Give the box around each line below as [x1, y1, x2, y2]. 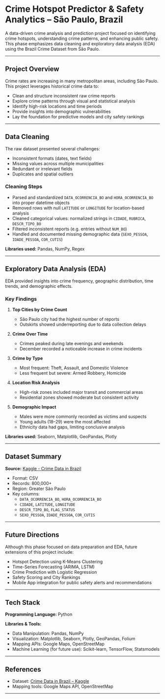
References [5, 665, 41, 673]
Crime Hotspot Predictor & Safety [5, 3, 144, 15]
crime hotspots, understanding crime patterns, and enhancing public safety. [5, 35, 159, 41]
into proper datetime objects [12, 200, 70, 206]
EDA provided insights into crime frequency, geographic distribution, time [5, 278, 154, 284]
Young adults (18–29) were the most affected [19, 419, 110, 424]
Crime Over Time [12, 331, 48, 337]
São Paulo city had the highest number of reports [19, 316, 119, 322]
